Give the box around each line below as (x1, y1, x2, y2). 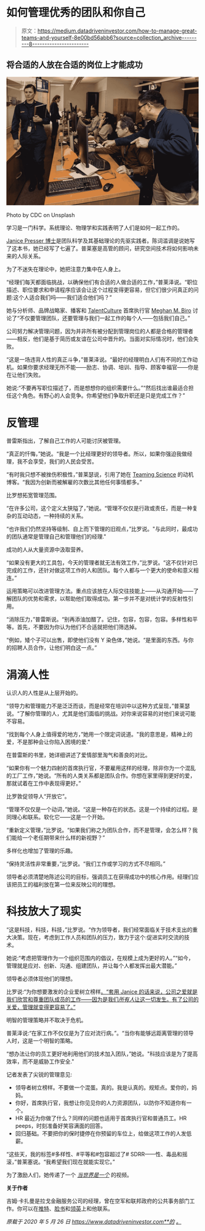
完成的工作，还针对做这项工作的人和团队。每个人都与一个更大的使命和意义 (6, 566, 193, 574)
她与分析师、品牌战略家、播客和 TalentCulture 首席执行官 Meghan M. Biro (6, 307, 192, 314)
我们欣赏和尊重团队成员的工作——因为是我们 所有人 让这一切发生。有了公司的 (6, 996, 199, 1003)
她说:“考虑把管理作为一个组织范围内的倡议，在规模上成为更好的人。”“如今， (6, 955, 194, 962)
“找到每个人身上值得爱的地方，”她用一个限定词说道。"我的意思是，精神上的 (6, 731, 193, 738)
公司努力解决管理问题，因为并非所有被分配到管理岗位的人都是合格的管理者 (6, 327, 193, 335)
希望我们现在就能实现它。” (51, 1158, 115, 1165)
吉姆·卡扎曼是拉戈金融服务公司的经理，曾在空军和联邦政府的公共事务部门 (6, 1197, 190, 1205)
